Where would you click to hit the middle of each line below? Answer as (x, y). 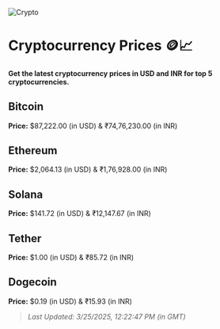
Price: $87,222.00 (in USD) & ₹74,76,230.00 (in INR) (93, 126)
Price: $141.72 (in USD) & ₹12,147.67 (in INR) (80, 214)
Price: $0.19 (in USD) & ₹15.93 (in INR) (70, 301)
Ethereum (33, 150)
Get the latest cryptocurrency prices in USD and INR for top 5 (110, 73)
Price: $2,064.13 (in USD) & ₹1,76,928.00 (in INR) (88, 169)
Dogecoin (32, 282)
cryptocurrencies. (39, 81)
